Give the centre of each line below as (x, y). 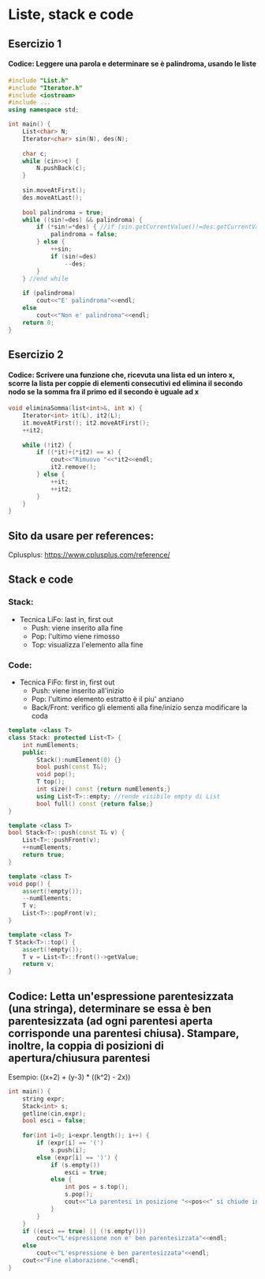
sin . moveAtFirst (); (54, 191)
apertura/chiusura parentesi (79, 1058)
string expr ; (44, 1099)
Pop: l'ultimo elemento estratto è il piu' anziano (108, 699)
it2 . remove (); (73, 467)
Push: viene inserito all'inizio (78, 691)
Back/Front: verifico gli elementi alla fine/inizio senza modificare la (139, 707)
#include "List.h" (38, 81)
